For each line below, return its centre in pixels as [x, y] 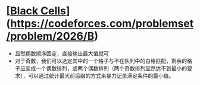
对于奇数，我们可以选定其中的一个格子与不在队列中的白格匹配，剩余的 [101, 61]
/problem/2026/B [50, 36]
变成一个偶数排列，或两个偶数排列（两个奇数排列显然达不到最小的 [106, 68]
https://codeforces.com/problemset [102, 23]
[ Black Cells [36, 11]
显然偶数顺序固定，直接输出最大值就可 [62, 53]
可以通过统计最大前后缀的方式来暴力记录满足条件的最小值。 [101, 75]
